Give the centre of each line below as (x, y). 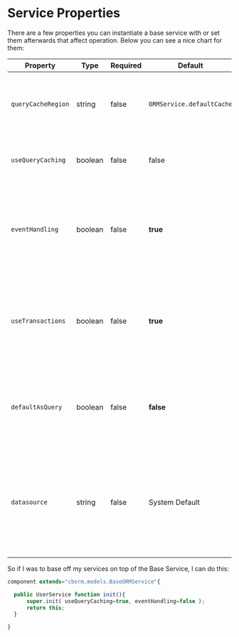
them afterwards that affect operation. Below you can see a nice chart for (115, 40)
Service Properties (64, 13)
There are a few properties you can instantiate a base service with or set (114, 33)
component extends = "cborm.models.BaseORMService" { (84, 582)
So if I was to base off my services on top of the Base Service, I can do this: (118, 568)
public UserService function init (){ (70, 594)
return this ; (46, 608)
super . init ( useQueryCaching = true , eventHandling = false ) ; (115, 601)
